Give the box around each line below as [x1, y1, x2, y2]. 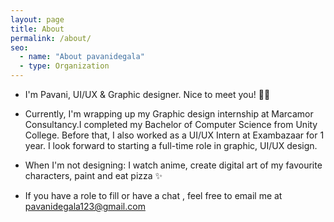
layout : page [10, 14, 65, 25]
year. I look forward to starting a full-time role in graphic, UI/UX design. [24, 140, 318, 151]
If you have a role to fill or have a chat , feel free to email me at [24, 190, 283, 201]
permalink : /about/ [10, 33, 92, 43]
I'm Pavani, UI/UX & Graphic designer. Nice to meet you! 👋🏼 [24, 89, 271, 100]
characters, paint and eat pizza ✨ [24, 170, 163, 181]
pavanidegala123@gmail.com [24, 201, 146, 212]
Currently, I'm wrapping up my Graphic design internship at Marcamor [24, 108, 314, 120]
